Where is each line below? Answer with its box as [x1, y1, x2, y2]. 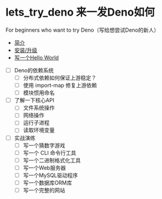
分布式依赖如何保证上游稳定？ [23, 74, 96, 81]
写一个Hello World [14, 54, 59, 61]
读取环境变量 [23, 127, 55, 134]
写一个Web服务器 [23, 164, 66, 171]
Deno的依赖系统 [14, 66, 54, 74]
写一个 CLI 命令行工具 [23, 149, 77, 156]
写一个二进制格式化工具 [23, 157, 81, 164]
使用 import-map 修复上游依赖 [23, 82, 98, 89]
